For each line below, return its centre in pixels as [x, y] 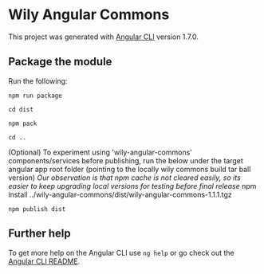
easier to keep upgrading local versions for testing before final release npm [132, 186]
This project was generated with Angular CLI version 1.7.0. [104, 37]
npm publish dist [37, 209]
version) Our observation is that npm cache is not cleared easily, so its [124, 178]
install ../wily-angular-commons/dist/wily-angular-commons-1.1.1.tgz [120, 194]
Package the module [60, 62]
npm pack [23, 123]
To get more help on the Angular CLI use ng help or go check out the [121, 252]
